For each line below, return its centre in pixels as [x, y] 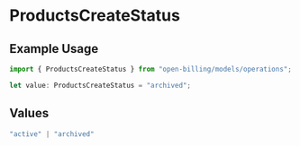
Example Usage [54, 49]
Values [29, 113]
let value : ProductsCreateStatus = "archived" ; [100, 85]
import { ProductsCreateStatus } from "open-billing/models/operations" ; [151, 69]
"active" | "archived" [52, 134]
